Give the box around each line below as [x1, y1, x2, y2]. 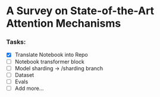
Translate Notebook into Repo [14, 51, 88, 59]
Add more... [14, 85, 44, 92]
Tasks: [6, 38, 26, 46]
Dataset [14, 71, 34, 78]
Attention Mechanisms [6, 17, 121, 30]
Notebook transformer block [14, 58, 85, 65]
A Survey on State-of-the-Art [6, 4, 155, 18]
